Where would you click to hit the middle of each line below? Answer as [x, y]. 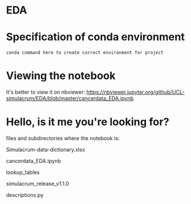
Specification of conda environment [95, 37]
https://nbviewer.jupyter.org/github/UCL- [136, 92]
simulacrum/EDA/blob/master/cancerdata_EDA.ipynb [70, 98]
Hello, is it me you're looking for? [88, 122]
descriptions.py [25, 195]
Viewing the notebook [61, 76]
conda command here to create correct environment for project [85, 53]
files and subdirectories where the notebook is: [63, 138]
